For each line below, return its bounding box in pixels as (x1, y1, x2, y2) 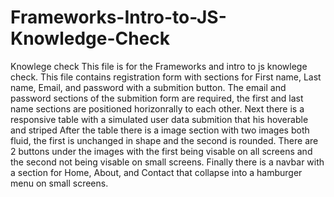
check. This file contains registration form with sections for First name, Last (10, 71, 322, 83)
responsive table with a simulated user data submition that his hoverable (10, 113, 309, 125)
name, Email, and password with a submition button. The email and (10, 81, 287, 93)
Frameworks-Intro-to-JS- (10, 6, 227, 29)
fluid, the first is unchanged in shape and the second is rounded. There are (10, 134, 319, 146)
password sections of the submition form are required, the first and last (10, 92, 304, 104)
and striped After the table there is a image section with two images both (10, 124, 310, 136)
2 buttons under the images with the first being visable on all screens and (10, 145, 313, 157)
